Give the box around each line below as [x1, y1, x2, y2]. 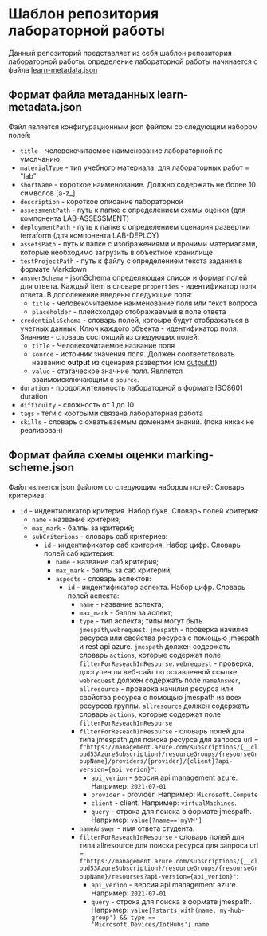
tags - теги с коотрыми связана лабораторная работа [19, 408, 203, 418]
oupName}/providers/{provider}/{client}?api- [79, 757, 234, 765]
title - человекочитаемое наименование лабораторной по [19, 145, 223, 155]
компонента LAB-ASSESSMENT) [19, 213, 130, 223]
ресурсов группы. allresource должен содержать [79, 701, 249, 710]
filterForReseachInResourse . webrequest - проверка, [79, 659, 254, 668]
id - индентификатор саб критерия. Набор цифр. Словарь [43, 540, 241, 549]
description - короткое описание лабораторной [19, 196, 183, 206]
